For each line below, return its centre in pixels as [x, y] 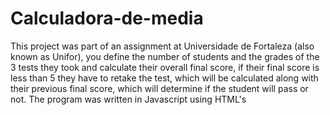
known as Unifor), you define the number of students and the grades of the [165, 56]
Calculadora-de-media [107, 18]
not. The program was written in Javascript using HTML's [128, 99]
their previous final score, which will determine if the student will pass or [159, 88]
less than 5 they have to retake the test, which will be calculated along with [164, 78]
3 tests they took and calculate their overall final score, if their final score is [165, 67]
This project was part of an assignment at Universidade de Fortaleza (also [162, 46]
